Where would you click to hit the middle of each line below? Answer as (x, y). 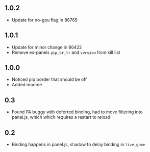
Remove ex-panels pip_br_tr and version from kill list (66, 52)
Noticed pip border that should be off (49, 79)
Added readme (27, 85)
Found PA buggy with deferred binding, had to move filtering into (77, 112)
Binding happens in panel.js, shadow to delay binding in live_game (78, 145)
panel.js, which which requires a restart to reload (61, 117)
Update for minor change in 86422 (47, 47)
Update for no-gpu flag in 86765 (45, 20)
